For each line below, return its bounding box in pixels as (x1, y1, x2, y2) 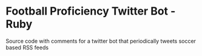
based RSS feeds (5, 44, 49, 51)
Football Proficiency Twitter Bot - (5, 4, 176, 18)
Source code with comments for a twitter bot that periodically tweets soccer (5, 37, 197, 44)
